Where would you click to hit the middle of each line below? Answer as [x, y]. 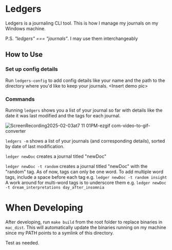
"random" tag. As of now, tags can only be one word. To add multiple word [84, 172]
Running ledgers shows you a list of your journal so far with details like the [84, 110]
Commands [20, 99]
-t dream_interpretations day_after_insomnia [55, 187]
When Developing [44, 208]
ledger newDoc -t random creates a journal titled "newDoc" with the [77, 166]
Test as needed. [22, 243]
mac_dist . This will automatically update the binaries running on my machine [86, 227]
